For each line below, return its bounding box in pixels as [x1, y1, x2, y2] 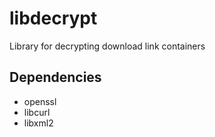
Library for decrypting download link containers [9, 40, 206, 52]
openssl [23, 95, 57, 107]
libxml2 [23, 117, 54, 129]
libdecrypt [9, 7, 98, 30]
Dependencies [9, 69, 102, 86]
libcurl [23, 106, 51, 118]
